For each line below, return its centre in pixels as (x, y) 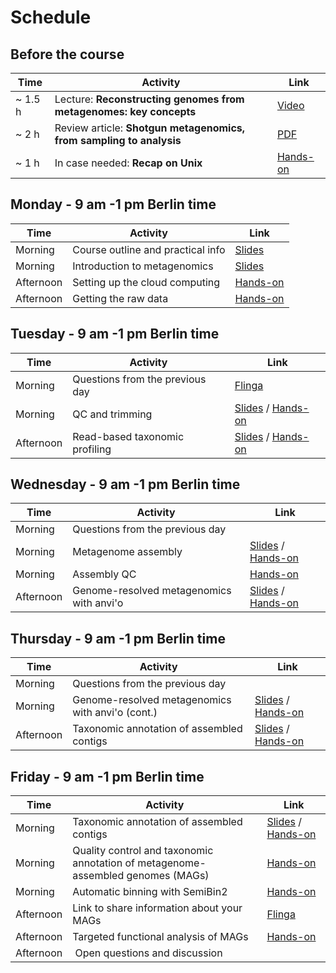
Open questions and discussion (148, 953)
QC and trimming (112, 414)
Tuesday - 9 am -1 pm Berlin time (115, 334)
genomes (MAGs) (168, 876)
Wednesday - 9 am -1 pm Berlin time (125, 484)
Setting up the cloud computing (146, 282)
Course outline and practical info (149, 249)
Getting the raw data (120, 298)
